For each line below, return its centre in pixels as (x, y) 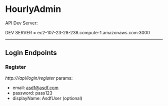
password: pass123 (32, 93)
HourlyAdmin (33, 9)
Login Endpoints (31, 53)
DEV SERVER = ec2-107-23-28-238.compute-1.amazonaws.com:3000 (77, 32)
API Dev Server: (21, 23)
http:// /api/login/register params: (39, 78)
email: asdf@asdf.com (35, 88)
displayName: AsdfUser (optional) (47, 98)
